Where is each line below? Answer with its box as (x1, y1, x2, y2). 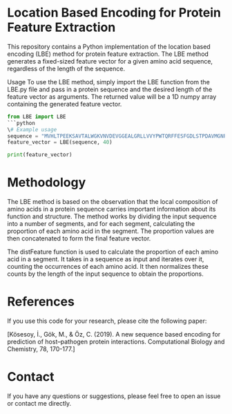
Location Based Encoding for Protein (7, 5, 222, 21)
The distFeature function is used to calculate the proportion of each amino (7, 247, 219, 256)
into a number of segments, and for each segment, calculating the (7, 220, 195, 228)
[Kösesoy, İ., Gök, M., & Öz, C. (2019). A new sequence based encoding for (7, 330, 221, 339)
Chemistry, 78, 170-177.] (7, 345, 75, 353)
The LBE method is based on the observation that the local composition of (7, 198, 219, 206)
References (7, 294, 75, 310)
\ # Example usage (7, 126, 57, 133)
